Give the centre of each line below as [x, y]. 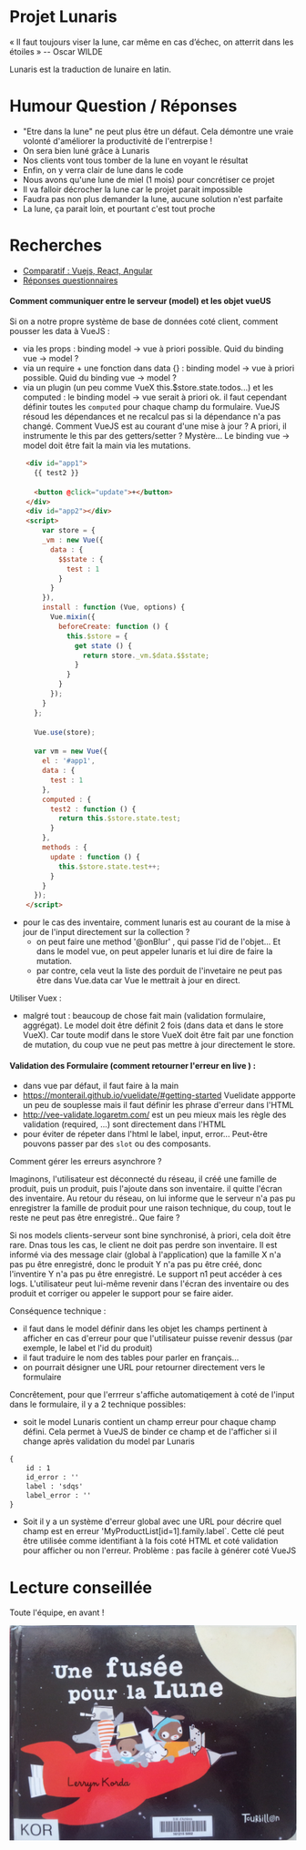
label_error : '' [59, 1496]
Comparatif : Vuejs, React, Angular [87, 270]
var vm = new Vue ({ [70, 752]
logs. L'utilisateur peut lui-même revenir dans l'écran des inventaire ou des [149, 1284]
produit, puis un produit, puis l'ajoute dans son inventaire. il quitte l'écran [146, 1189]
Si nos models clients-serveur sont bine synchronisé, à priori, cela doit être [150, 1235]
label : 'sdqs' [55, 1487]
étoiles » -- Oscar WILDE [56, 51]
